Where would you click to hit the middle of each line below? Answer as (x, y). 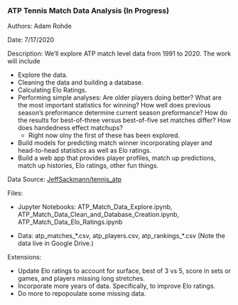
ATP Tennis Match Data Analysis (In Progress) (88, 11)
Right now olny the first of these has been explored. (104, 135)
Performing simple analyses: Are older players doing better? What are (120, 97)
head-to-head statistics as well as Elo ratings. (85, 151)
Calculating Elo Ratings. (52, 90)
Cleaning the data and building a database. (80, 82)
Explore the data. (43, 75)
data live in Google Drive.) (55, 243)
